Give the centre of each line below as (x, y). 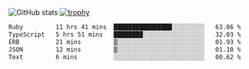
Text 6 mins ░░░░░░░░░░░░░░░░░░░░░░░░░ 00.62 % (125, 57)
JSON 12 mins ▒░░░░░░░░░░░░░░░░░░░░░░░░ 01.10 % (125, 49)
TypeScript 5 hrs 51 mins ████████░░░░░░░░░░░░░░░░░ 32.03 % (125, 34)
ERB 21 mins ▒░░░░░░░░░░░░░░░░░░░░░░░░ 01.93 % (125, 42)
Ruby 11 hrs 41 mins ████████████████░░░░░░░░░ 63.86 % (125, 27)
